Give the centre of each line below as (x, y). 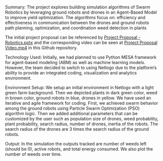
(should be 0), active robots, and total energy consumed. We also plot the (79, 149)
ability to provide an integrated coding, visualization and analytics (71, 73)
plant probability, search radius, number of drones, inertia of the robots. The (81, 124)
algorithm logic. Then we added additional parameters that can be (71, 114)
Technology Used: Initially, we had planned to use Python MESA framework (81, 57)
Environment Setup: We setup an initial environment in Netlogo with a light (80, 87)
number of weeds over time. (33, 154)
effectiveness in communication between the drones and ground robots (77, 23)
